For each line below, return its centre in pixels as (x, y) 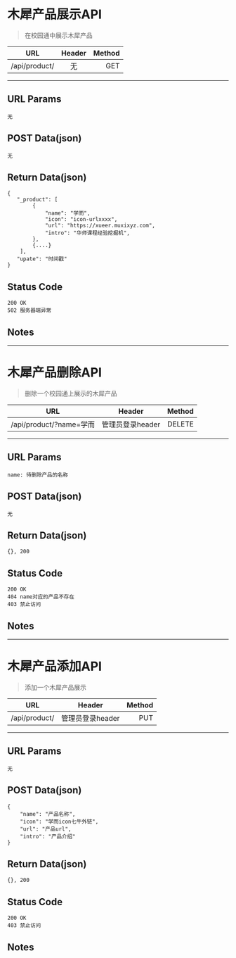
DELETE (181, 424)
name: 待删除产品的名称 (38, 475)
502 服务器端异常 (29, 310)
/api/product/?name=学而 (53, 424)
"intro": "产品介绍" (48, 836)
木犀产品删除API (54, 373)
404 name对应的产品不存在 (41, 597)
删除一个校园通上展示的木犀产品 (71, 393)
